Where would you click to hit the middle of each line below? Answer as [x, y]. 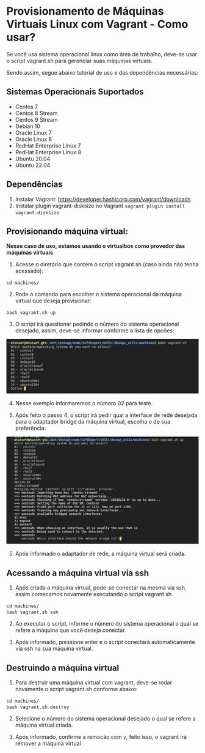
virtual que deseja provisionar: [53, 301]
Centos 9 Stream [36, 119]
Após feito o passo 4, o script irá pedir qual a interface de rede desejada [106, 415]
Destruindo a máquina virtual [63, 668]
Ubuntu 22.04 [33, 165]
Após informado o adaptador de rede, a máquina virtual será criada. [100, 554]
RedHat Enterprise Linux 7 [48, 146]
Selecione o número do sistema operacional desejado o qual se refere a [106, 719]
